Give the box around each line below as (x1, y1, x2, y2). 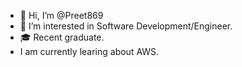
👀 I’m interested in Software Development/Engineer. (19, 20, 233, 32)
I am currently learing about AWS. (19, 46, 160, 57)
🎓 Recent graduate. (19, 31, 105, 43)
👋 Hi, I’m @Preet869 (19, 10, 104, 21)
